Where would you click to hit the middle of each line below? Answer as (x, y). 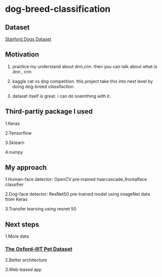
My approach (26, 168)
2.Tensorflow (18, 133)
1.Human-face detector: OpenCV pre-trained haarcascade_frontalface (76, 179)
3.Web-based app (23, 269)
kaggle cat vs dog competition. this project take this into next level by (82, 81)
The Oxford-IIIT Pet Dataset (39, 249)
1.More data (17, 236)
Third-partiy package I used (49, 112)
